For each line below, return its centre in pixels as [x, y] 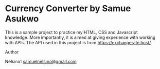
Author [12, 52]
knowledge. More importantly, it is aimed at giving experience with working [80, 37]
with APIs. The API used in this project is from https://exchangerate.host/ [78, 42]
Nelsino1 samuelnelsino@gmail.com [41, 61]
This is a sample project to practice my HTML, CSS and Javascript [71, 32]
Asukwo [22, 19]
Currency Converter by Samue [68, 9]
